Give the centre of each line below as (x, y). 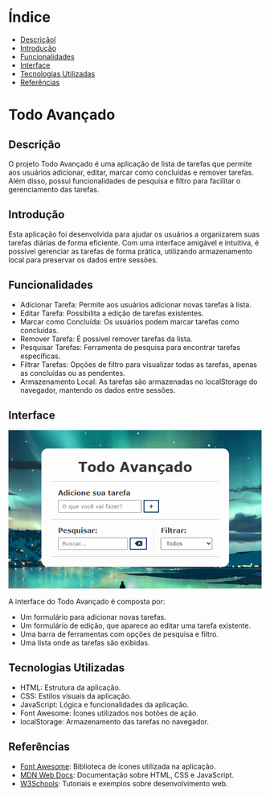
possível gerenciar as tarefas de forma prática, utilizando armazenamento (131, 251)
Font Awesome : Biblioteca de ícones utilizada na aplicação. (118, 766)
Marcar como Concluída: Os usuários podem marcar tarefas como (129, 321)
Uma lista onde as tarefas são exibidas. (85, 643)
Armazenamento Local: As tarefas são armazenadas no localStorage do (139, 382)
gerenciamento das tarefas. (54, 189)
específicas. (40, 356)
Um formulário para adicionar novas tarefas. (93, 617)
